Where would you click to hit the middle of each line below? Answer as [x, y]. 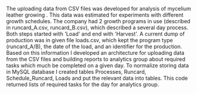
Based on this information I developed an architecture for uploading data [96, 53]
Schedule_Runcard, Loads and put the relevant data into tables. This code [97, 78]
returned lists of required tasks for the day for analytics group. [83, 84]
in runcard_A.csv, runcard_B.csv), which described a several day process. [97, 27]
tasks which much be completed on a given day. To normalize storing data [98, 65]
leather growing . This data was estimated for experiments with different [95, 15]
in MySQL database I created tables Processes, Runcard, [76, 72]
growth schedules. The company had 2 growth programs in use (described [98, 21]
